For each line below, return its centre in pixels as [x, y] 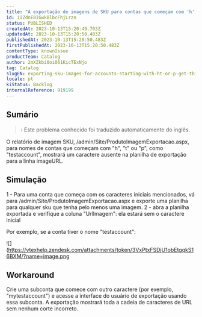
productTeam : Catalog [33, 57]
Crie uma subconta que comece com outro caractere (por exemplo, [90, 289]
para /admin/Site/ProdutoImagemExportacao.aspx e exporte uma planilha [97, 201]
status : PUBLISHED [29, 23]
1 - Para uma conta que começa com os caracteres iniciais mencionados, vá [101, 194]
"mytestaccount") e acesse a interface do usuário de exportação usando [96, 296]
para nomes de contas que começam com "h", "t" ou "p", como [85, 148]
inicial [14, 220]
